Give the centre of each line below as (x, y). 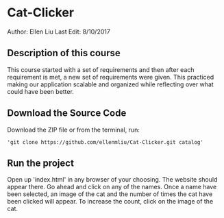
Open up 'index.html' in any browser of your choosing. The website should (112, 180)
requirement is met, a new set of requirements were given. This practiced (111, 77)
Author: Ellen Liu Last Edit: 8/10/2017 (59, 32)
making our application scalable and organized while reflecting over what (110, 84)
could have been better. (40, 91)
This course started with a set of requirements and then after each (101, 69)
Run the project (40, 163)
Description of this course (64, 53)
